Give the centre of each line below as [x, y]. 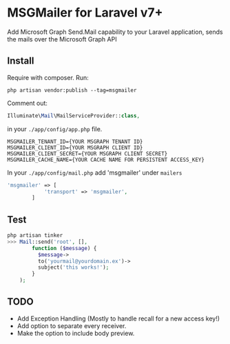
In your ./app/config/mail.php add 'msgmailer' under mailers [95, 172]
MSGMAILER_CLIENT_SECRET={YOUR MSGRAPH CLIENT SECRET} [87, 153]
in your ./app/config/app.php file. [55, 128]
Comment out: [28, 103]
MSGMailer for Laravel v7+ [85, 13]
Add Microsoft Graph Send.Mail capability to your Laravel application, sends [115, 32]
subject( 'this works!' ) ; [73, 267]
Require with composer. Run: [48, 77]
